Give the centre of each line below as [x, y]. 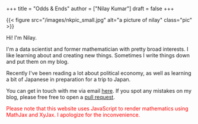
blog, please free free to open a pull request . [61, 97]
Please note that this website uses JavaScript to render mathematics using [97, 108]
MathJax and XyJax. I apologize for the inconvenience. [73, 115]
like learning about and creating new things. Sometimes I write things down [98, 55]
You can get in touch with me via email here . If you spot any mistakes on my [99, 91]
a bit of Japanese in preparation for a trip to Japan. [68, 79]
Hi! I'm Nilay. [22, 37]
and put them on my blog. [38, 62]
